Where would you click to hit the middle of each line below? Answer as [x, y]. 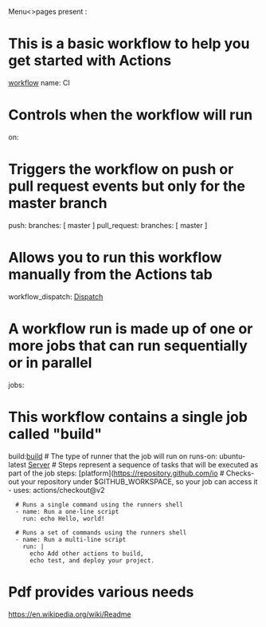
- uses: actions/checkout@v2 [57, 490]
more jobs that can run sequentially [128, 345]
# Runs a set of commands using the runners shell [101, 532]
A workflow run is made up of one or [131, 328]
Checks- [240, 473]
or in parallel [50, 363]
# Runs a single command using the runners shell [99, 505]
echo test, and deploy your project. [92, 560]
